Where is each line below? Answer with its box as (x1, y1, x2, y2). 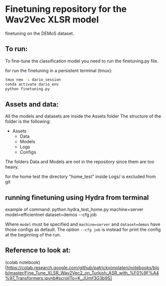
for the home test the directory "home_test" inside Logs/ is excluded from (5, 173, 156, 179)
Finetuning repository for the (5, 3, 127, 15)
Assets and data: (5, 100, 59, 109)
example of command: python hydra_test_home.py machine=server (5, 207, 144, 212)
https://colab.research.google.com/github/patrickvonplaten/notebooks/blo (6, 264, 160, 271)
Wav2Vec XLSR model (5, 14, 99, 25)
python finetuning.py (5, 86, 50, 91)
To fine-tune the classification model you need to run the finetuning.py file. (5, 58, 159, 64)
